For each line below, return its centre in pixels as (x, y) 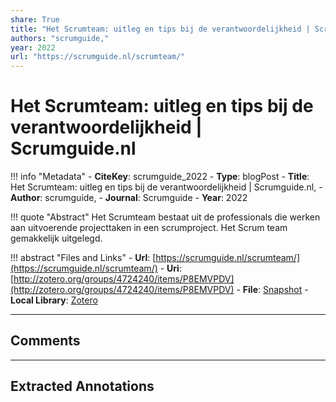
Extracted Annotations (82, 386)
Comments (45, 341)
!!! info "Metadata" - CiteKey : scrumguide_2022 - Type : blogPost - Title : (160, 177)
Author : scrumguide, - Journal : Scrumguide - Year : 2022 (129, 198)
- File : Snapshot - (272, 290)
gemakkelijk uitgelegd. (56, 238)
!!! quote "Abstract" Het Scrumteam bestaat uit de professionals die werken (165, 217)
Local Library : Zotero (54, 300)
